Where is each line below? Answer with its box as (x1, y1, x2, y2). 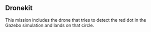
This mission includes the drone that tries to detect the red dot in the (5, 17, 146, 23)
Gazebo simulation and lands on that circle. (5, 22, 94, 28)
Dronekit (5, 4, 33, 12)
